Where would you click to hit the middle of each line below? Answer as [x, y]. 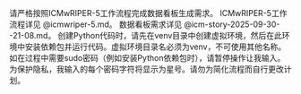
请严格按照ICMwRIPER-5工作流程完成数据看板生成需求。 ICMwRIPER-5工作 [148, 13]
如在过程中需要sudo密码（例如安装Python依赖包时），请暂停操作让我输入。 [147, 58]
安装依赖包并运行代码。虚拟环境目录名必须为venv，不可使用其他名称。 [155, 47]
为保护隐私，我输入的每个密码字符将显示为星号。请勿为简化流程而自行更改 [146, 69]
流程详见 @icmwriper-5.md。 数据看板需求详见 [95, 24]
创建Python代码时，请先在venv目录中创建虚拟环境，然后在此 [170, 35]
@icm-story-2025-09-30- [232, 24]
